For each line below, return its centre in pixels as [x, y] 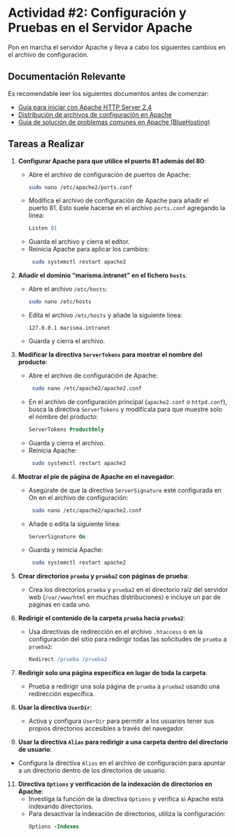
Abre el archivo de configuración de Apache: [93, 375]
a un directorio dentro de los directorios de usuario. [92, 770]
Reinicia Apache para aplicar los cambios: [89, 249]
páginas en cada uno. [60, 604]
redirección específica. [62, 694]
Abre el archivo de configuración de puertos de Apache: [109, 174]
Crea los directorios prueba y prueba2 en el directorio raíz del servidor [128, 590]
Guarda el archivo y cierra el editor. [79, 242]
